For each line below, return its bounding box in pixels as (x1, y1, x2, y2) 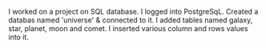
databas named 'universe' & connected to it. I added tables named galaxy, (8, 15, 253, 25)
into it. (8, 32, 30, 42)
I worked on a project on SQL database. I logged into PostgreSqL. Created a (8, 7, 259, 16)
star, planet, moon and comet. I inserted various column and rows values (8, 24, 248, 33)
